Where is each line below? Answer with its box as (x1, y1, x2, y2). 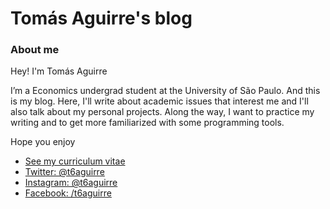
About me (10, 43, 60, 57)
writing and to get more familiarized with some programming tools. (10, 117, 285, 129)
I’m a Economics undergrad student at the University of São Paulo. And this (10, 85, 321, 97)
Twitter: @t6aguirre (24, 166, 105, 178)
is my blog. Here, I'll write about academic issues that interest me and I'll (10, 95, 309, 107)
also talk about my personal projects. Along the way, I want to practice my (10, 106, 315, 118)
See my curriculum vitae (24, 155, 126, 167)
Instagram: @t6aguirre (24, 177, 118, 189)
